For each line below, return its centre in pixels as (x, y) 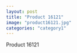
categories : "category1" (36, 28)
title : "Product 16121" (35, 17)
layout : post (22, 11)
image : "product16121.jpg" (39, 22)
